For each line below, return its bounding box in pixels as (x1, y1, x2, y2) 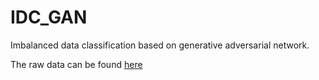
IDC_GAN (10, 6, 88, 29)
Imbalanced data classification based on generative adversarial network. (10, 39, 310, 51)
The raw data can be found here (10, 58, 143, 70)
